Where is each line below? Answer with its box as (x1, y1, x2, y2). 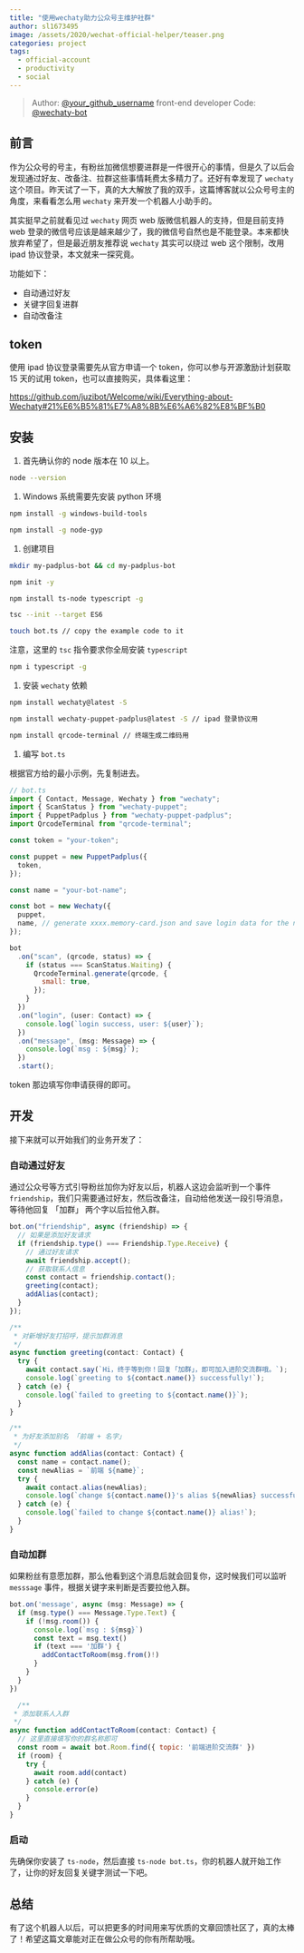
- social (17, 73, 51, 82)
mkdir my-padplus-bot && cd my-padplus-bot (9, 561, 176, 570)
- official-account (17, 55, 91, 64)
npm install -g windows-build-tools (9, 509, 147, 518)
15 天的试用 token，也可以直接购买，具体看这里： (9, 373, 194, 384)
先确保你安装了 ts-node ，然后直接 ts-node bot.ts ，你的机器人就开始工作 (9, 1856, 282, 1867)
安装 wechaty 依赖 (22, 680, 88, 691)
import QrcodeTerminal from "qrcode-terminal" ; (9, 819, 193, 829)
